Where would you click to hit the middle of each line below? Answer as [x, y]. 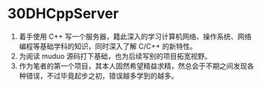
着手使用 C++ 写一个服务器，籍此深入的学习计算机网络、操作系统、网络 [135, 36]
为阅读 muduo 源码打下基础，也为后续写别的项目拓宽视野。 [115, 56]
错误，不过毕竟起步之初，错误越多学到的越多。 [102, 75]
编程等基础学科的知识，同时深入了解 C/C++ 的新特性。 [108, 46]
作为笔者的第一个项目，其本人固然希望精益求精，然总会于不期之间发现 [133, 66]
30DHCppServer [63, 14]
